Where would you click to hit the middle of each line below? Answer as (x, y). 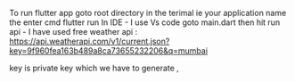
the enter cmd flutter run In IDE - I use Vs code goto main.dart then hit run (145, 22)
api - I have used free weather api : (74, 32)
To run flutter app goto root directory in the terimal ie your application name (148, 13)
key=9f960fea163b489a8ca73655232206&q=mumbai (108, 51)
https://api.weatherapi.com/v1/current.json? (90, 41)
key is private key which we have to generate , (94, 68)
